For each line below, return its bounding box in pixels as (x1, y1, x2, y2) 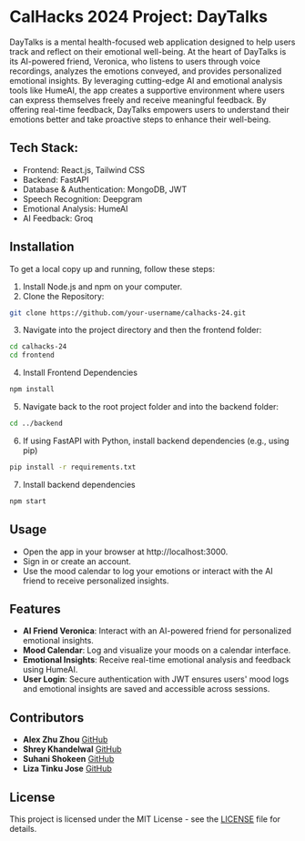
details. (9, 823, 37, 834)
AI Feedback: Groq (22, 212, 94, 224)
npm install (9, 385, 55, 394)
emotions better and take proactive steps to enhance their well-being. (9, 114, 271, 125)
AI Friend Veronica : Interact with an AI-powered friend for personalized (22, 625, 291, 636)
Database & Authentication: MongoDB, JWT (22, 184, 188, 195)
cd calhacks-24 (9, 342, 67, 351)
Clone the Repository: (22, 290, 105, 301)
